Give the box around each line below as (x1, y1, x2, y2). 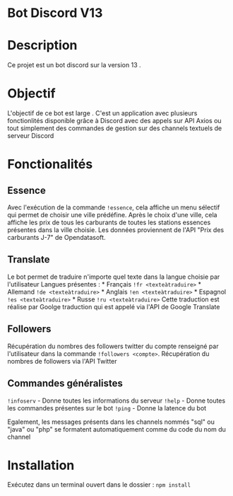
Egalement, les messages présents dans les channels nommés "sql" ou (7, 417, 215, 426)
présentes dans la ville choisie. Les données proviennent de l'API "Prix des (7, 226, 225, 234)
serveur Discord (7, 132, 54, 140)
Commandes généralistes (7, 377, 124, 390)
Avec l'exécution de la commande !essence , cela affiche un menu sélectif (7, 203, 220, 212)
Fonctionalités (7, 156, 93, 173)
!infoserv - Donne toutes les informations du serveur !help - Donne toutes (7, 396, 226, 405)
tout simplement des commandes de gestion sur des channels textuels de (7, 124, 222, 132)
